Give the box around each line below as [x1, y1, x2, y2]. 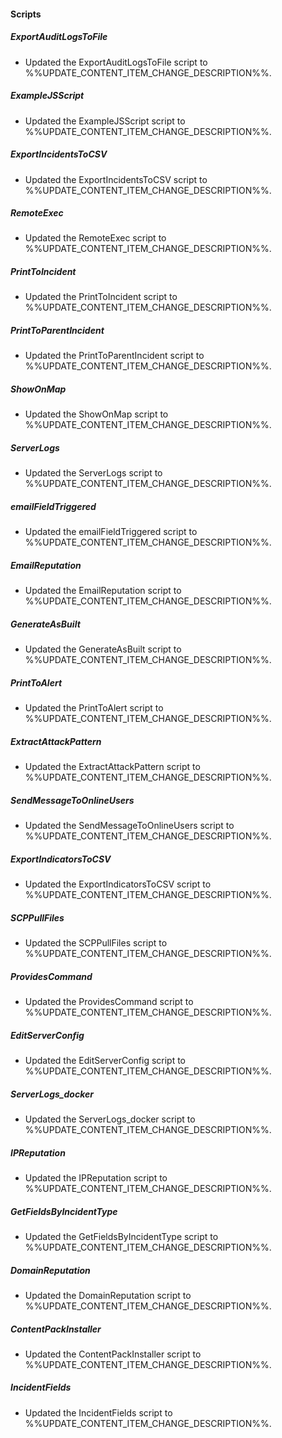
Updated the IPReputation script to [24, 1171, 168, 1184]
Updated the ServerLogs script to [24, 467, 163, 479]
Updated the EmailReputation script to [24, 585, 182, 597]
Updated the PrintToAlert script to [24, 702, 164, 714]
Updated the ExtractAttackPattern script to [24, 761, 201, 773]
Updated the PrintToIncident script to [24, 291, 178, 303]
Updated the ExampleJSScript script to [24, 115, 186, 127]
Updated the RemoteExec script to [24, 232, 167, 244]
